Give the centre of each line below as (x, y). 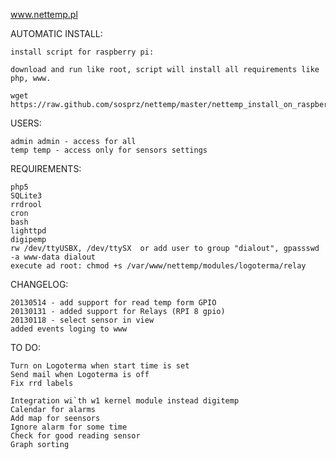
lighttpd (28, 231)
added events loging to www (69, 329)
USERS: (26, 123)
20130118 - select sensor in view (82, 320)
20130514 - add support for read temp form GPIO (113, 303)
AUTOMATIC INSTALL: (56, 33)
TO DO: (26, 347)
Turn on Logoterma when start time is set (100, 366)
